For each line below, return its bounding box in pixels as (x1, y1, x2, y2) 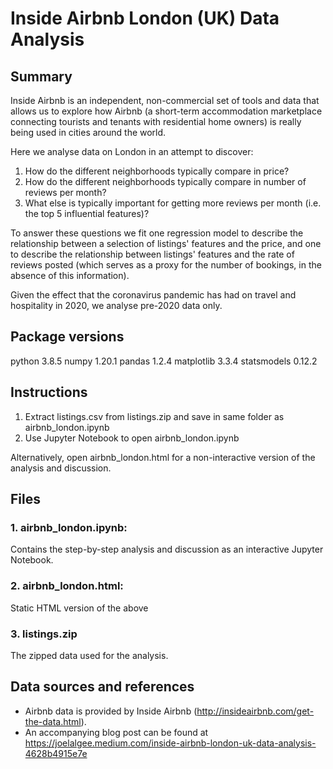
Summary (10, 68, 73, 85)
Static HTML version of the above (10, 602, 149, 614)
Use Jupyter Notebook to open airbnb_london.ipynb (24, 432, 240, 444)
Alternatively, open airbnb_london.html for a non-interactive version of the (10, 451, 316, 463)
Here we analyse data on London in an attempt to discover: (10, 146, 254, 157)
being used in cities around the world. (10, 127, 167, 138)
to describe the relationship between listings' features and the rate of (10, 248, 295, 260)
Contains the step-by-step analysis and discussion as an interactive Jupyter (10, 543, 324, 556)
